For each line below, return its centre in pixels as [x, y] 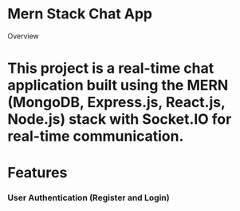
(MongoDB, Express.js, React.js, [116, 103]
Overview [23, 36]
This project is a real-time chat [111, 68]
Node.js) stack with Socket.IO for [120, 119]
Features [37, 173]
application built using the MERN [118, 86]
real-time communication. [96, 136]
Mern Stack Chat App [80, 14]
